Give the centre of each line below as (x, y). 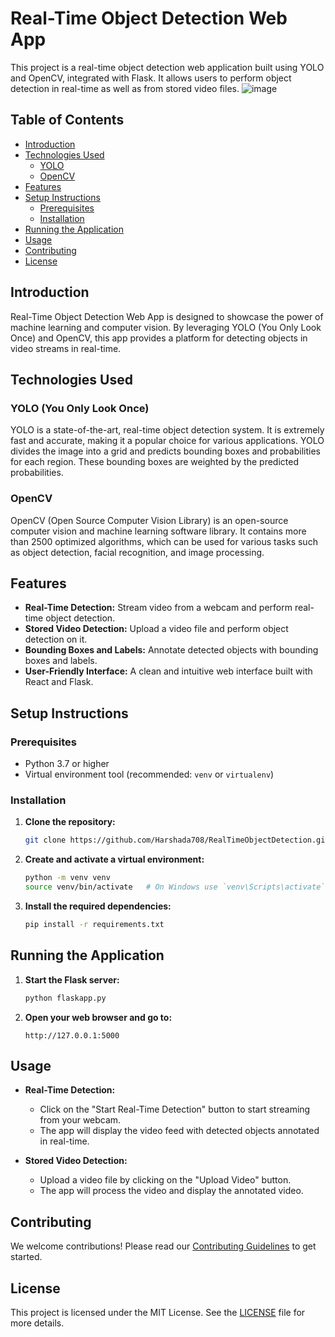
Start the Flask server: (72, 979)
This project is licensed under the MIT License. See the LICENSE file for (158, 1312)
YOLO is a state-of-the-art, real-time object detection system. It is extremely (167, 430)
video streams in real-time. (66, 348)
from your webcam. (80, 1120)
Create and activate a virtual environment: (114, 859)
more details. (37, 1323)
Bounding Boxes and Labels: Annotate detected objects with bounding (171, 650)
